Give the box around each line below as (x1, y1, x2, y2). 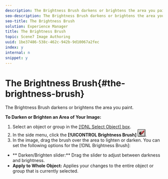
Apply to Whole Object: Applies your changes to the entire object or (12, 163, 154, 169)
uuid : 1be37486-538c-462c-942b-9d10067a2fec (5, 40, 99, 45)
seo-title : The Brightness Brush (5, 18, 75, 23)
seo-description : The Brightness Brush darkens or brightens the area (5, 13, 155, 18)
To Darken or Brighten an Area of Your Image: (5, 114, 101, 120)
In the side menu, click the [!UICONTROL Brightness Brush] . (12, 132, 147, 138)
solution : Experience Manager (5, 24, 68, 29)
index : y (5, 45, 23, 50)
